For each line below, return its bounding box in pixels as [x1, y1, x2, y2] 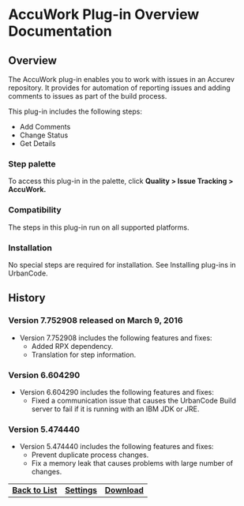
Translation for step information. [31, 350, 137, 359]
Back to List [12, 485, 58, 496]
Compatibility [8, 204, 62, 216]
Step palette [8, 158, 57, 169]
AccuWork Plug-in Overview [8, 6, 200, 24]
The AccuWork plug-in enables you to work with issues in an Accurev [8, 75, 235, 84]
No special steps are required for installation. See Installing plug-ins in [8, 260, 236, 269]
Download [104, 485, 145, 496]
